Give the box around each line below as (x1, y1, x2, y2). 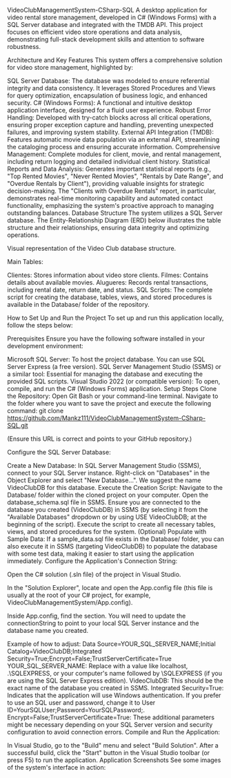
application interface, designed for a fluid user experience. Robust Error (7, 106, 212, 114)
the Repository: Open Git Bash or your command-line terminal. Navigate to (7, 392, 219, 400)
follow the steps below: (7, 321, 74, 329)
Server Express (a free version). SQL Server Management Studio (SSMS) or (7, 363, 222, 370)
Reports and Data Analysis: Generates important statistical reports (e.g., (7, 165, 212, 173)
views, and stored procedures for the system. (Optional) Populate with (7, 528, 207, 535)
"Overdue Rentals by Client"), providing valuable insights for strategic (7, 180, 205, 187)
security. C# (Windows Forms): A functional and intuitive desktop (7, 99, 192, 106)
